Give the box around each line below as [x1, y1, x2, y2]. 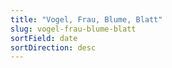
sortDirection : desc [10, 42, 97, 53]
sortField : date [10, 33, 78, 43]
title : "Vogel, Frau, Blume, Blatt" [10, 14, 163, 25]
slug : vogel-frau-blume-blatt [10, 24, 137, 34]
